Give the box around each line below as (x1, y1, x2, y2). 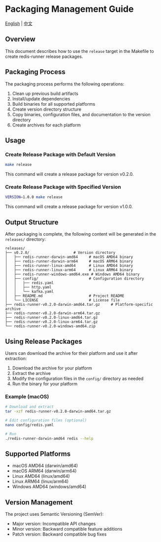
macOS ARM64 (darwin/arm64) (12, 468, 77, 474)
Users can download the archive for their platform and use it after (5, 350, 138, 356)
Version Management (5, 498, 73, 506)
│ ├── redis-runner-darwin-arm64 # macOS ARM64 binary (5, 259, 133, 264)
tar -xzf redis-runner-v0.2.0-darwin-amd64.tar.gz (5, 409, 111, 414)
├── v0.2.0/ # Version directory (5, 250, 116, 255)
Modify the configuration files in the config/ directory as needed (12, 375, 144, 381)
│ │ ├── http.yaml (5, 285, 52, 290)
